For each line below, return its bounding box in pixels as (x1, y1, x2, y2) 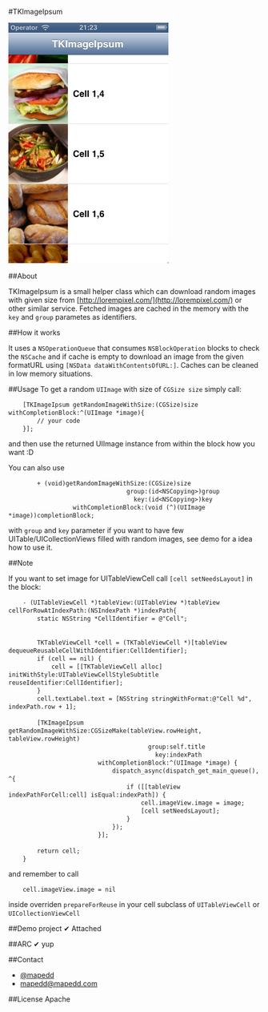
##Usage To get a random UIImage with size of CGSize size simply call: (8, 385, 242, 393)
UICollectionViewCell (8, 909, 81, 917)
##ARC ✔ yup (8, 939, 54, 949)
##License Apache (8, 994, 70, 1004)
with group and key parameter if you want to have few (8, 526, 184, 535)
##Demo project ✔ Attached (8, 924, 102, 933)
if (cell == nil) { (37, 655, 102, 663)
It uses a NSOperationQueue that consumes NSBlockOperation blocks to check (8, 344, 260, 353)
